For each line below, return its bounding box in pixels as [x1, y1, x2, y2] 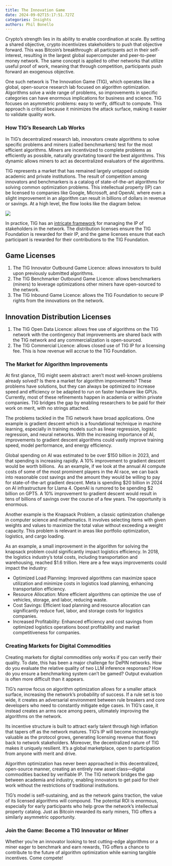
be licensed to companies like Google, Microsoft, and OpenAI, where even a [5, 190, 165, 196]
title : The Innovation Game [5, 7, 66, 13]
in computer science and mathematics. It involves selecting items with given [5, 517, 166, 523]
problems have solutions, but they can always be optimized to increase [5, 383, 155, 389]
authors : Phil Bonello [5, 22, 54, 27]
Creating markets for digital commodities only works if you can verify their [5, 654, 162, 660]
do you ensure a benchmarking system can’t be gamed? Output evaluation [5, 670, 163, 676]
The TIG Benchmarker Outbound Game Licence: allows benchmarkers [12, 276, 161, 282]
